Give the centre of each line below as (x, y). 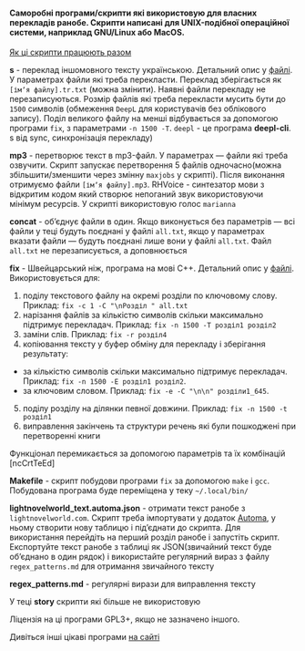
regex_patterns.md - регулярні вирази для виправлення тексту (133, 584)
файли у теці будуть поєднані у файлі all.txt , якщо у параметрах (137, 232)
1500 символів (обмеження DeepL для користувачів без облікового (138, 108)
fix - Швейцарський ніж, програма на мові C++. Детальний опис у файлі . (152, 268)
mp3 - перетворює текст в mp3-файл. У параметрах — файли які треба (149, 156)
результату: (46, 354)
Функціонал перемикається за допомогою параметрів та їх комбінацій (147, 454)
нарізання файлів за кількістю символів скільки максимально (143, 315)
